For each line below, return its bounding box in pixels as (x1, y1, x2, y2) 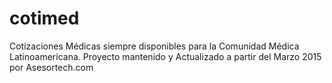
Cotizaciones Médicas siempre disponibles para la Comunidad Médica (9, 40, 300, 52)
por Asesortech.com (9, 61, 94, 73)
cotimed (9, 7, 80, 30)
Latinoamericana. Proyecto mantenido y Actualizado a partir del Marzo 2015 (9, 50, 322, 62)
